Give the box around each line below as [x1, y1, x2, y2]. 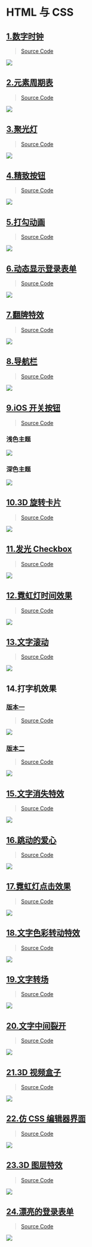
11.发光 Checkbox [6, 544, 72, 554]
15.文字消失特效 [6, 788, 65, 799]
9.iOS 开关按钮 [6, 403, 61, 413]
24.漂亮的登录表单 [6, 1207, 74, 1217]
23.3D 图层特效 [6, 1160, 63, 1171]
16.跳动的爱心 [6, 835, 57, 845]
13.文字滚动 [6, 637, 49, 647]
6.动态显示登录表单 [6, 264, 77, 274]
